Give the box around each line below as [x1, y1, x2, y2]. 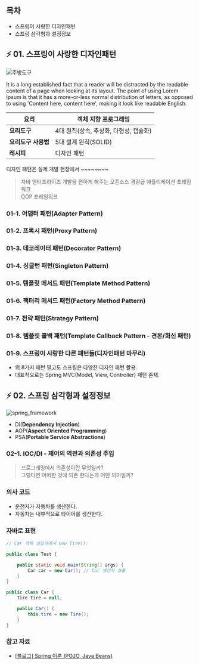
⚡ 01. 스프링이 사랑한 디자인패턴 [6, 50, 116, 60]
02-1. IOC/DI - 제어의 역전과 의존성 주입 [6, 450, 114, 458]
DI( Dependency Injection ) [14, 421, 80, 428]
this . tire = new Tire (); [27, 611, 89, 617]
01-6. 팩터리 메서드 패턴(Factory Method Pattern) [6, 297, 146, 305]
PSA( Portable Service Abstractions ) [14, 434, 106, 441]
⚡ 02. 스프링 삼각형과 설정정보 [6, 390, 111, 401]
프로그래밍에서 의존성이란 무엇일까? [20, 464, 104, 471]
